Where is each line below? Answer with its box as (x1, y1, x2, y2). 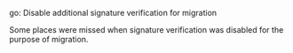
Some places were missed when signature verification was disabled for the (9, 25, 284, 34)
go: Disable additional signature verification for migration (9, 8, 218, 18)
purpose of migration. (9, 34, 89, 44)
